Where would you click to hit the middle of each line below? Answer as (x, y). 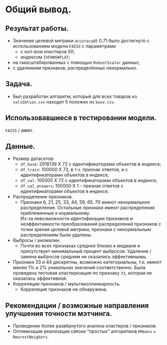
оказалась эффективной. (40, 278)
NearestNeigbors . (31, 337)
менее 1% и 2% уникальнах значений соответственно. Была (79, 268)
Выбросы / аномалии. (36, 240)
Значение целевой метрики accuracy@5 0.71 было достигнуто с (81, 40)
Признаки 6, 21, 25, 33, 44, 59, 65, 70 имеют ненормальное (85, 202)
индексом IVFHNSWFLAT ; (45, 57)
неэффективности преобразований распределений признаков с (91, 224)
